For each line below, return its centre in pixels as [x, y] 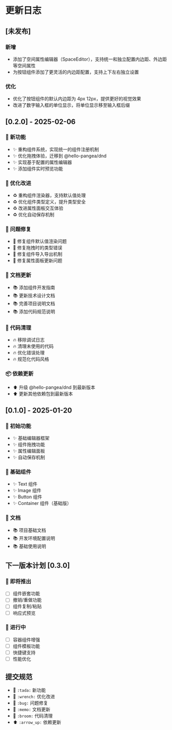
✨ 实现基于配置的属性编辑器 [42, 162]
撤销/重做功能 [27, 600]
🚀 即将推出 [18, 581]
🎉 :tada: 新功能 [29, 690]
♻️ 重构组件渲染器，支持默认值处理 [49, 195]
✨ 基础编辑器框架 [31, 438]
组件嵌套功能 [26, 593]
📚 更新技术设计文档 [34, 295]
